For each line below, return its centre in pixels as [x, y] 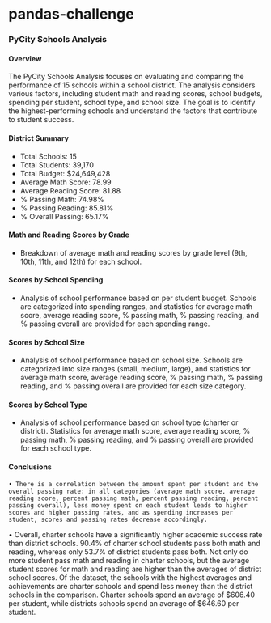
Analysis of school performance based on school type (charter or [129, 422]
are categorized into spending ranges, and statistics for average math [136, 306]
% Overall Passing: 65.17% [64, 216]
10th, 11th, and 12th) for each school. [81, 261]
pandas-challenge [72, 14]
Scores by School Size [47, 342]
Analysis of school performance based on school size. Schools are [131, 360]
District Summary [39, 138]
